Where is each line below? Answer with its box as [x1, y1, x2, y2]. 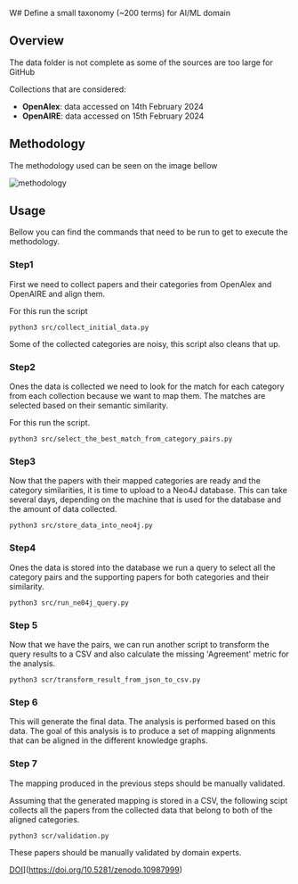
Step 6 [9, 696, 38, 708]
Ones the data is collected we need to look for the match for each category [9, 381, 285, 392]
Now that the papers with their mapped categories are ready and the [9, 475, 261, 486]
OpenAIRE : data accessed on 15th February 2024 [21, 111, 205, 121]
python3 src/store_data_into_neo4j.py [9, 521, 153, 530]
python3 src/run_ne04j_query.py [9, 598, 129, 607]
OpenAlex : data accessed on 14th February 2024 [21, 101, 205, 112]
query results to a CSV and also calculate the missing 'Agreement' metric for [9, 649, 289, 659]
